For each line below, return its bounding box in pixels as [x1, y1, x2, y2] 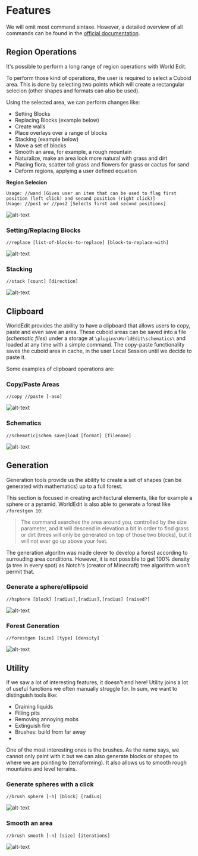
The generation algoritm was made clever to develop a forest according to [6, 549, 188, 556]
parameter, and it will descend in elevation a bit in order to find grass [20, 524, 189, 531]
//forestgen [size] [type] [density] [6, 635, 100, 641]
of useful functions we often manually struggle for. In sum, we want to [6, 685, 178, 692]
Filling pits [14, 709, 40, 716]
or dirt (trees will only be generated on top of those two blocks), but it [20, 531, 191, 538]
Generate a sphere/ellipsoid [6, 583, 88, 591]
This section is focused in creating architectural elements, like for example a [6, 494, 193, 501]
